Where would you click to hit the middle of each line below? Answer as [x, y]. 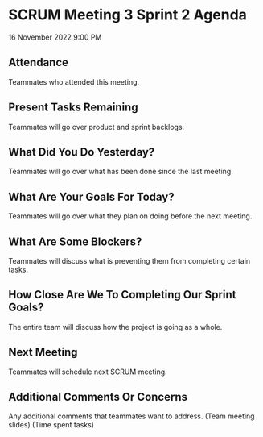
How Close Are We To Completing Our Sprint [122, 295]
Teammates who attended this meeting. [74, 81]
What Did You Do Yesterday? [82, 152]
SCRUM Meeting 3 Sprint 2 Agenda [128, 15]
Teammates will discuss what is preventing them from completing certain [129, 261]
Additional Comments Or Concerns [98, 397]
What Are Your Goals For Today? [91, 196]
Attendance [39, 62]
